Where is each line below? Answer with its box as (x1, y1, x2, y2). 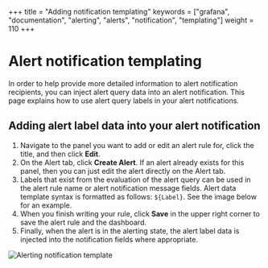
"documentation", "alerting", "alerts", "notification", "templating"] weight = (8, 15, 254, 25)
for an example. (19, 200, 72, 210)
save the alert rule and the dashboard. (19, 217, 147, 227)
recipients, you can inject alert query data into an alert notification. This (8, 87, 245, 97)
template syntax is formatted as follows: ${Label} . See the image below (19, 192, 258, 201)
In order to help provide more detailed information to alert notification (8, 78, 238, 88)
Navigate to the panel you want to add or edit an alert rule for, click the (19, 140, 255, 150)
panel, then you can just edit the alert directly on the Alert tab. (19, 166, 226, 175)
